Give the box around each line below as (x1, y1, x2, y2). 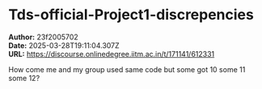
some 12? (8, 73, 40, 83)
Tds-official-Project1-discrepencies (8, 6, 255, 24)
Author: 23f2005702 (8, 32, 78, 42)
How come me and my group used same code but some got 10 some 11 (8, 64, 246, 74)
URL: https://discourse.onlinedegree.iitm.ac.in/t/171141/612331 (8, 49, 215, 59)
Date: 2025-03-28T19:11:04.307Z (8, 40, 120, 50)
